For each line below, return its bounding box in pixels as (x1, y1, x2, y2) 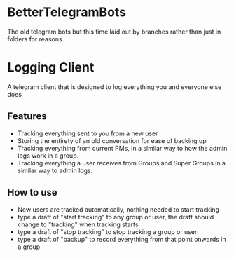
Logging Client (7, 60, 95, 76)
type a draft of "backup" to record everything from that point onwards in (17, 235, 226, 243)
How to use (7, 186, 57, 198)
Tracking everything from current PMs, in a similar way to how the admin (17, 144, 228, 152)
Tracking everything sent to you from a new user (17, 129, 158, 137)
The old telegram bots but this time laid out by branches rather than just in (7, 27, 221, 36)
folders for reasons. (7, 34, 64, 43)
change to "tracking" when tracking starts (17, 220, 139, 229)
